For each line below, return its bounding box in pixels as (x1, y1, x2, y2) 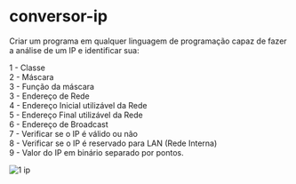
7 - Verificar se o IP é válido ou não (9, 128, 138, 139)
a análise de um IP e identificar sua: (9, 44, 140, 55)
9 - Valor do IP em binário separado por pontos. (9, 147, 184, 157)
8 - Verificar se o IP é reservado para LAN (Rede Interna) (9, 138, 218, 148)
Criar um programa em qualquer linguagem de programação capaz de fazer (9, 36, 287, 46)
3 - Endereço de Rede (9, 91, 91, 101)
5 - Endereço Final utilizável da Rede (9, 109, 144, 120)
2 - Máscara (9, 71, 54, 82)
